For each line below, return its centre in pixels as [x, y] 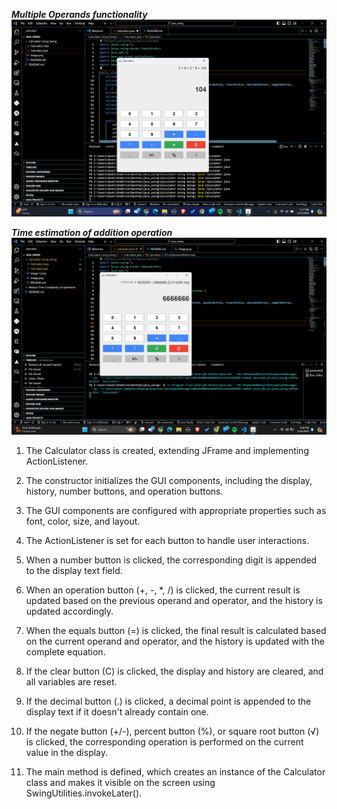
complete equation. [65, 652]
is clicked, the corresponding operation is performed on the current [164, 742]
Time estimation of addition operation [92, 232]
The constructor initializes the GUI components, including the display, [169, 480]
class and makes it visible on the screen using [120, 782]
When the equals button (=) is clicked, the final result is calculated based [176, 630]
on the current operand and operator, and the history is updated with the [175, 641]
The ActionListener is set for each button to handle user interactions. [167, 540]
